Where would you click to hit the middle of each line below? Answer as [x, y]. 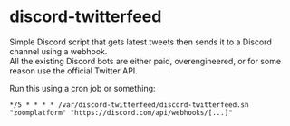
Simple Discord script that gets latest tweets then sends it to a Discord [140, 42]
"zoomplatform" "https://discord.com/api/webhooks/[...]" [121, 112]
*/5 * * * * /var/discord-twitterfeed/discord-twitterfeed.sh [129, 105]
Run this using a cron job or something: [82, 88]
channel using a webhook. [58, 51]
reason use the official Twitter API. [73, 71]
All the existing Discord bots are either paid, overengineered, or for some [145, 61]
